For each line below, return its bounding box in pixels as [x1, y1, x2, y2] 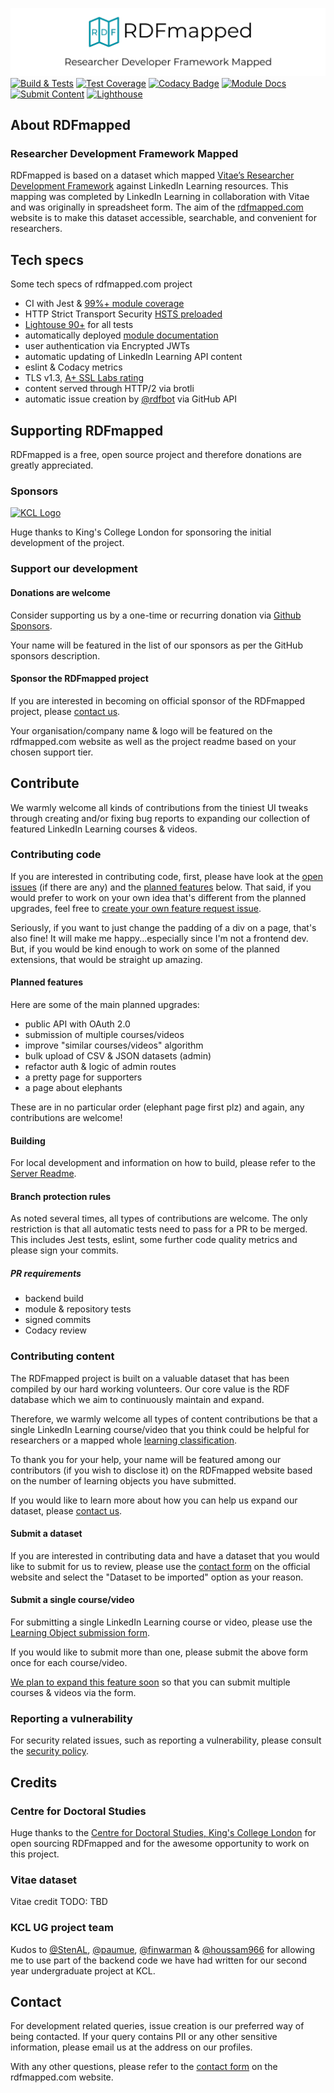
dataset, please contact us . [10, 1504, 123, 1517]
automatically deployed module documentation [24, 329, 219, 342]
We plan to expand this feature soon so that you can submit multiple [10, 1676, 291, 1688]
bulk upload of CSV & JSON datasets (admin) [24, 1050, 212, 1062]
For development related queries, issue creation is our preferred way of [10, 2020, 305, 2032]
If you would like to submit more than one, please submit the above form [10, 1646, 308, 1658]
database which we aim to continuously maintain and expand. [10, 1393, 265, 1405]
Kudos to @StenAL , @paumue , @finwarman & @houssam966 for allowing [10, 1943, 316, 1955]
